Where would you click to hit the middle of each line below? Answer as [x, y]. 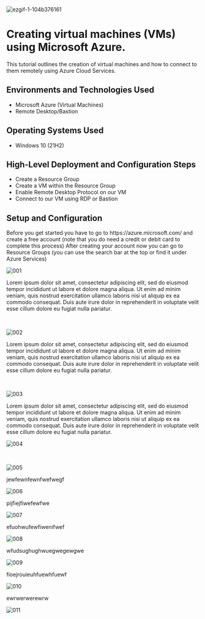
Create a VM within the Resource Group [65, 186]
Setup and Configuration [54, 218]
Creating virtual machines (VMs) [91, 34]
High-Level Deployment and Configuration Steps [101, 165]
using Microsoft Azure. [66, 47]
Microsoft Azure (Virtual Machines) [59, 105]
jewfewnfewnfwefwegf [35, 480]
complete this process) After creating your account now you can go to [95, 246]
